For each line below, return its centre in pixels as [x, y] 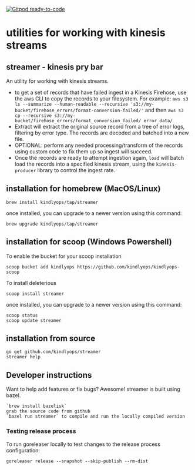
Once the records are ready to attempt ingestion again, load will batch [99, 158]
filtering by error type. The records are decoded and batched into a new [102, 133]
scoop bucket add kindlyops [41, 267]
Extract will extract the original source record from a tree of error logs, [100, 127]
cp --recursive [33, 116]
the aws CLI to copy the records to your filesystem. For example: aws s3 [101, 99]
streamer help [23, 357]
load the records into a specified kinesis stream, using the [85, 164]
